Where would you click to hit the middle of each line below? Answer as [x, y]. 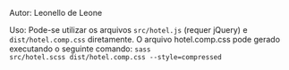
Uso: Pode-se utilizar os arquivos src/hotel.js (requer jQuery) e [128, 30]
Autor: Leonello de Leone [56, 13]
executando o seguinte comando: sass [80, 49]
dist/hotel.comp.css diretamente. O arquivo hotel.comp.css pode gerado [144, 39]
